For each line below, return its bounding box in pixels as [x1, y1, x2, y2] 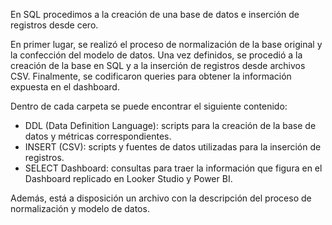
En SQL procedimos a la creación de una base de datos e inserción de [10, 9, 300, 20]
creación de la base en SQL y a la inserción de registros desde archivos [10, 60, 306, 71]
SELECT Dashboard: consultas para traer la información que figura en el [24, 162, 323, 174]
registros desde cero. [10, 19, 99, 31]
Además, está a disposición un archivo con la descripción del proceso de [10, 192, 312, 204]
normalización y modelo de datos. [10, 203, 150, 214]
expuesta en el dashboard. [10, 81, 120, 93]
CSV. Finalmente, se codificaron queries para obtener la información [10, 70, 292, 82]
